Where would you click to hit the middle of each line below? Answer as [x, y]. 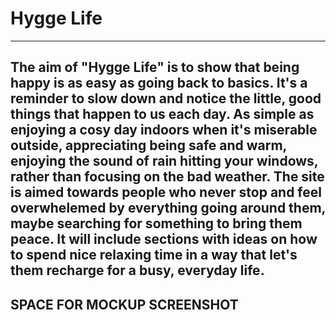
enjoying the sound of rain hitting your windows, [164, 161]
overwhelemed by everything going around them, [168, 208]
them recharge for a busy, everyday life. [137, 270]
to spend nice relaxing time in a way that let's [154, 255]
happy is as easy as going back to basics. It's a [159, 83]
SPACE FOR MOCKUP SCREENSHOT [124, 304]
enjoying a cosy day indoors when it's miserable [164, 130]
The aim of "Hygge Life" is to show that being [155, 67]
